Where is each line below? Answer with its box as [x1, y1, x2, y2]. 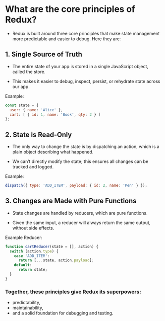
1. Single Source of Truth [5, 50, 83, 59]
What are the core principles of [5, 3, 135, 15]
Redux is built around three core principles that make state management [12, 30, 160, 36]
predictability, [12, 300, 41, 306]
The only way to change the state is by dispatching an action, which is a [12, 144, 160, 150]
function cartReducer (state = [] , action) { [5, 244, 99, 249]
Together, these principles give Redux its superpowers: [5, 288, 141, 295]
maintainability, [12, 305, 44, 311]
